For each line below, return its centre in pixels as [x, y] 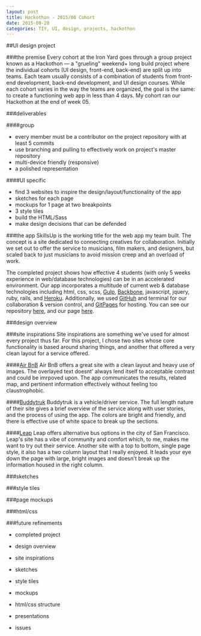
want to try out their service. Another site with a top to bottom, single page [98, 446]
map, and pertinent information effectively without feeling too [82, 384]
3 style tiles [29, 211]
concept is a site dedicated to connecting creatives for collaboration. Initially [100, 242]
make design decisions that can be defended [70, 224]
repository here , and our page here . [50, 311]
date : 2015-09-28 [28, 23]
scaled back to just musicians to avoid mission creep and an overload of [95, 255]
